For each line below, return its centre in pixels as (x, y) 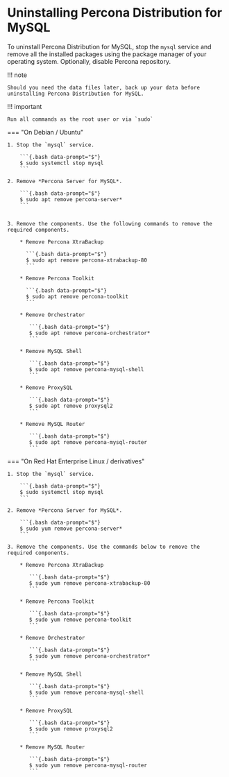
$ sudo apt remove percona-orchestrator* (90, 333)
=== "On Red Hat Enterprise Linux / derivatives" (76, 461)
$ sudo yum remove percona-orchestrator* (90, 656)
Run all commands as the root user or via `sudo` (80, 119)
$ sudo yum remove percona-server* (71, 529)
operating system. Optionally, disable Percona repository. (89, 61)
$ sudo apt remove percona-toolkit (77, 296)
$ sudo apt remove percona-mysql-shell (86, 369)
